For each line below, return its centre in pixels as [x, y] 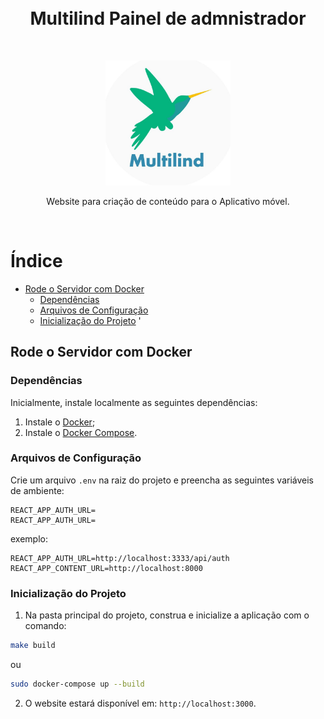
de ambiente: [37, 490]
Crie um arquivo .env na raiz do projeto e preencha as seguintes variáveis [162, 480]
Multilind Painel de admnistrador [168, 18]
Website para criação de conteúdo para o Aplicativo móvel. [168, 201]
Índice [36, 261]
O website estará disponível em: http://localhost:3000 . [140, 703]
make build [33, 646]
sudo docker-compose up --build [77, 684]
